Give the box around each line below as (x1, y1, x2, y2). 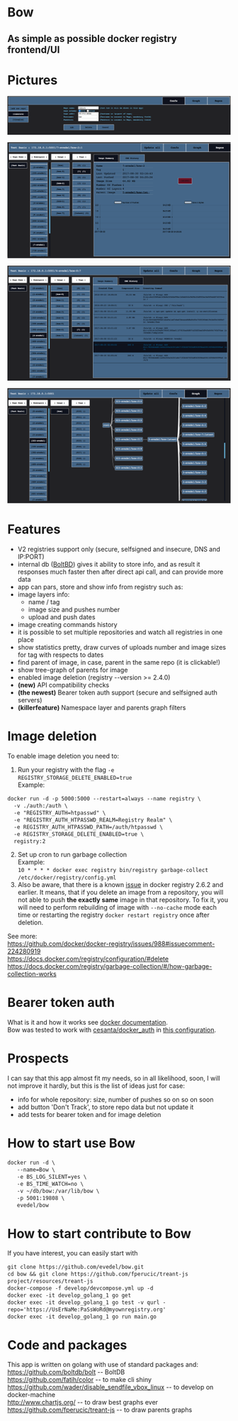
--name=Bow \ (16, 1166, 55, 1174)
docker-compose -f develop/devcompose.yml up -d (7, 1285, 154, 1292)
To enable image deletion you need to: (7, 751, 119, 760)
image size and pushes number (28, 605, 120, 614)
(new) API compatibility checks (17, 680, 110, 689)
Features (7, 521, 61, 537)
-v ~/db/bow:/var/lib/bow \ (16, 1187, 100, 1195)
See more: (7, 932, 38, 940)
